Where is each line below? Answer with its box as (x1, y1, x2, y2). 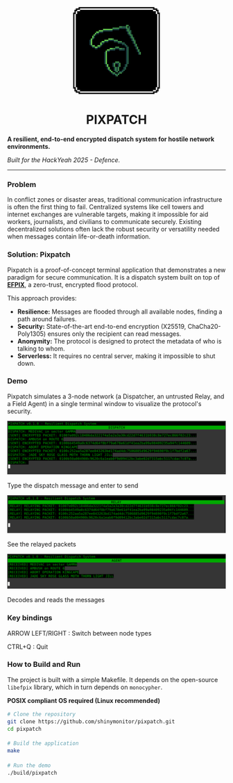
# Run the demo (7, 761, 51, 769)
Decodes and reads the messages (7, 596, 105, 604)
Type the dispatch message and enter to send (7, 481, 139, 490)
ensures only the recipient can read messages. (47, 330, 182, 338)
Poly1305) (17, 330, 46, 338)
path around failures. (17, 314, 78, 323)
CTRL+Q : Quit (7, 643, 49, 651)
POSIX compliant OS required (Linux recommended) (7, 696, 161, 704)
